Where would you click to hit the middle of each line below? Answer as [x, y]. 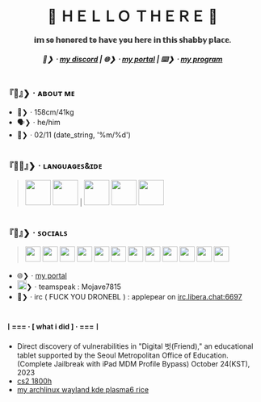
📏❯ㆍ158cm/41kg [45, 112]
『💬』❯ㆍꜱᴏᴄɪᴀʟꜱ [36, 232]
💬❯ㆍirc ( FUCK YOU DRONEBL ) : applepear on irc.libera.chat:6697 [129, 297]
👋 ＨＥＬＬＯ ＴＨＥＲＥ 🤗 [133, 17]
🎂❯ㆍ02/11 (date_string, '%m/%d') [74, 135]
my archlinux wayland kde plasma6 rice [82, 389]
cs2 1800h [34, 381]
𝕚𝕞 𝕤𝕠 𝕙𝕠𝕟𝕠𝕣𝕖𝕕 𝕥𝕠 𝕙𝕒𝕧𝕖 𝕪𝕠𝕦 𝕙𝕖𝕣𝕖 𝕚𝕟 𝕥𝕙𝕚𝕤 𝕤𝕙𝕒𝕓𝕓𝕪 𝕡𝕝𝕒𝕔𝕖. [133, 40]
